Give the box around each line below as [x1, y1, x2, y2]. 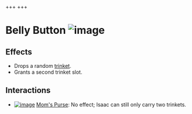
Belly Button [5, 24, 66, 37]
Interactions [5, 85, 51, 95]
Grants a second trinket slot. [13, 68, 83, 75]
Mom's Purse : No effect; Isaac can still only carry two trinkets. [36, 101, 187, 108]
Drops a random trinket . [13, 63, 71, 69]
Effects [5, 47, 33, 57]
